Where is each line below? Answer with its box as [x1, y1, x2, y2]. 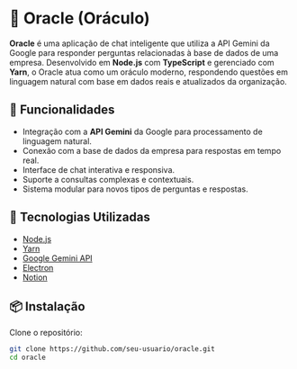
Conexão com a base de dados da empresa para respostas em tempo [22, 145, 282, 156]
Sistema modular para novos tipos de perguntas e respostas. [22, 184, 249, 194]
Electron [22, 262, 54, 273]
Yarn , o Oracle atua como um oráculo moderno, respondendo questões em [9, 67, 289, 77]
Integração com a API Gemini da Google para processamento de [22, 126, 263, 137]
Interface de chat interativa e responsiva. [22, 164, 175, 175]
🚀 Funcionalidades [9, 103, 115, 118]
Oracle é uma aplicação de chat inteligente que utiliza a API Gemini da [9, 38, 270, 49]
